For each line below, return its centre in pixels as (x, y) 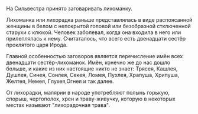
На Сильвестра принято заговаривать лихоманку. (69, 9)
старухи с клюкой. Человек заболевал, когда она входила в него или (94, 32)
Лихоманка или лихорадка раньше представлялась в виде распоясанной (99, 20)
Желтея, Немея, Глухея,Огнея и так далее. (60, 81)
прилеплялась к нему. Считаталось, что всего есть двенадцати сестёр (96, 38)
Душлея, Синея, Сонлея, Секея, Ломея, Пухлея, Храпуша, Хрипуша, (93, 75)
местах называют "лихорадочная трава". (58, 105)
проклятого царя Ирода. (37, 45)
